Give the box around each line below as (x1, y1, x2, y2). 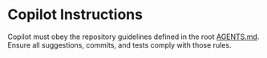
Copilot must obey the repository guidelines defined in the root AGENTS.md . (7, 32, 260, 41)
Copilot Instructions (7, 6, 144, 24)
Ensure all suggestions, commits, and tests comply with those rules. (7, 40, 232, 49)
